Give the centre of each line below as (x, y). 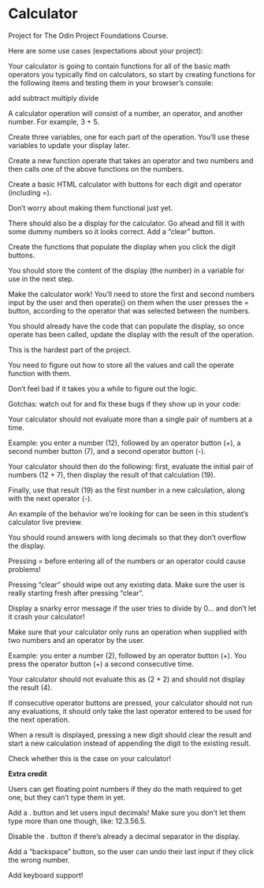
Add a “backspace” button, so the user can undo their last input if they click (131, 851)
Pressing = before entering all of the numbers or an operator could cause (127, 561)
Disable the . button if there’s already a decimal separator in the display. (124, 836)
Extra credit (28, 774)
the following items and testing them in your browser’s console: (111, 83)
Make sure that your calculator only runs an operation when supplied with (128, 632)
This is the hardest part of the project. (70, 349)
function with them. (40, 373)
